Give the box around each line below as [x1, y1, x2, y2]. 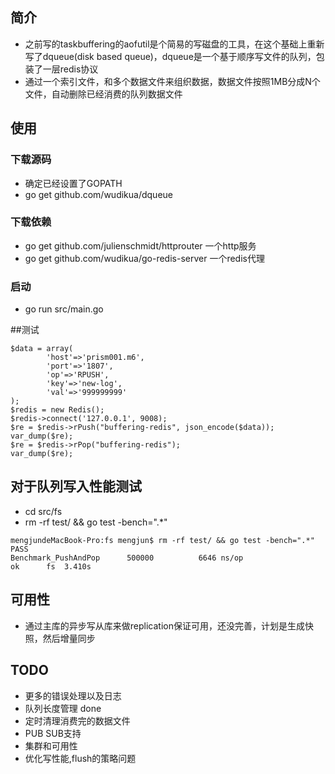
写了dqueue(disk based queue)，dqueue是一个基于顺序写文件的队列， [24, 50, 317, 62]
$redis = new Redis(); [10, 405, 105, 415]
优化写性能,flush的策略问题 [24, 752, 137, 764]
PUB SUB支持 [24, 727, 82, 739]
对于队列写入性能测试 [10, 478, 142, 495]
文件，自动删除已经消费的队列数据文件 [24, 88, 183, 100]
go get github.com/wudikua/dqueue [24, 188, 173, 200]
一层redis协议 [42, 63, 99, 75]
